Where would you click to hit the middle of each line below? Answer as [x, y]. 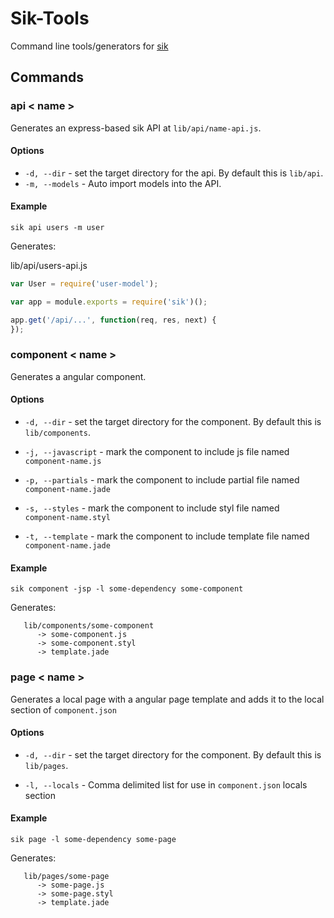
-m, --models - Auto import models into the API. [123, 183]
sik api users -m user [57, 228]
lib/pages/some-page [66, 876]
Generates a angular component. [78, 376]
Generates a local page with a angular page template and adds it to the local [167, 699]
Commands [47, 77]
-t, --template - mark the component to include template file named [167, 536]
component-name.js [63, 462]
